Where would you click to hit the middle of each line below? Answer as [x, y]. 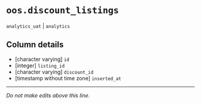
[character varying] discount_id [54, 72]
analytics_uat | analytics [38, 26]
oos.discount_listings [63, 10]
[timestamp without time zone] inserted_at [68, 78]
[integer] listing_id [39, 65]
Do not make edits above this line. [48, 95]
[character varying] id [42, 59]
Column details [35, 45]
